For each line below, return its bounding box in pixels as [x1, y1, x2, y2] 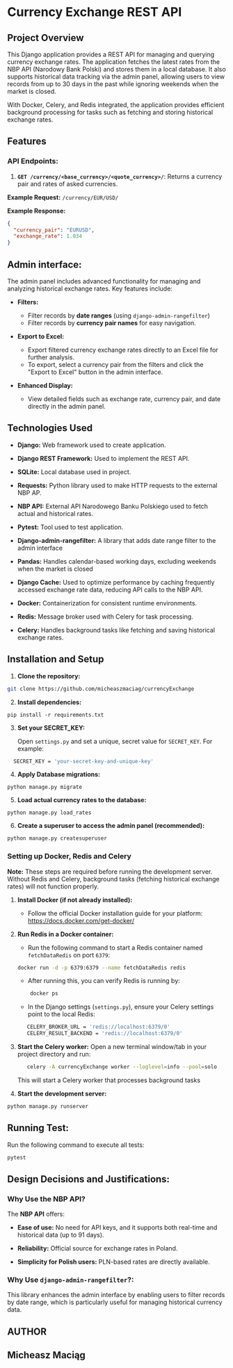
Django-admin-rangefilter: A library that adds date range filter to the [17, 536, 216, 544]
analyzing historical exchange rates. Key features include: [7, 284, 172, 293]
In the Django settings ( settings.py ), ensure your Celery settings [27, 1002, 214, 1011]
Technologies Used [7, 422, 93, 434]
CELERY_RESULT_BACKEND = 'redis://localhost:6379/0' [26, 1030, 183, 1037]
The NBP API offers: [7, 1210, 65, 1219]
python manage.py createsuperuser [7, 835, 108, 842]
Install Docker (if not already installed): [17, 895, 133, 904]
